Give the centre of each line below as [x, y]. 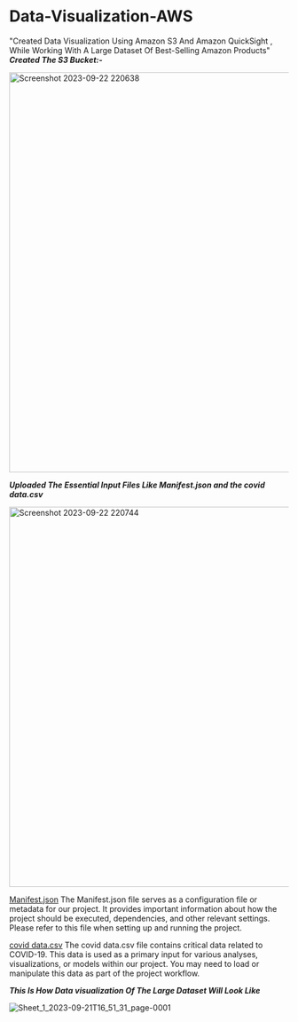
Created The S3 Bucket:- [56, 59]
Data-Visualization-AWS [101, 16]
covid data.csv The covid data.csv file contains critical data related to [136, 945]
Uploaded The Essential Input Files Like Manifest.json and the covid [137, 485]
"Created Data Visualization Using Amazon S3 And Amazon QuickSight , [141, 41]
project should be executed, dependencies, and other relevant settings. [140, 918]
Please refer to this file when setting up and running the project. [125, 927]
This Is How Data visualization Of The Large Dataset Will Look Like [135, 990]
